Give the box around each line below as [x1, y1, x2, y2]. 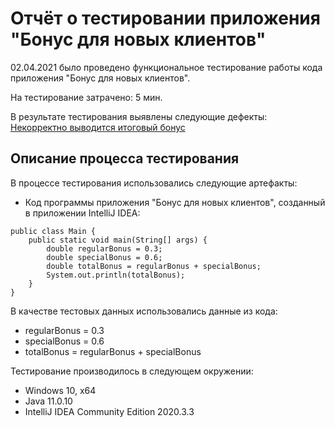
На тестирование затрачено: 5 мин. [10, 91, 163, 103]
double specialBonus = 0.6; [46, 252, 163, 262]
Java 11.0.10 [24, 395, 73, 407]
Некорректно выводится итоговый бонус [10, 121, 186, 133]
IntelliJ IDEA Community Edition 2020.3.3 [24, 405, 195, 417]
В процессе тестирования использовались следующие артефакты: [10, 177, 298, 189]
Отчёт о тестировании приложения [10, 7, 321, 30]
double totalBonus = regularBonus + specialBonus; [46, 261, 262, 271]
